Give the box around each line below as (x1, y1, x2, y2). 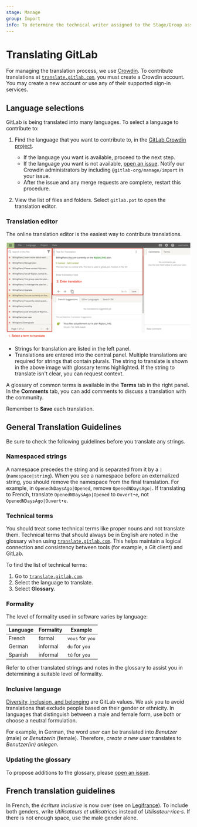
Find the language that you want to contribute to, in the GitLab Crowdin (14, 136, 186, 143)
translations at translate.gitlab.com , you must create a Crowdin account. (6, 73, 185, 80)
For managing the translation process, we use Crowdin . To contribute (6, 68, 174, 75)
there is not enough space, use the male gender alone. (6, 814, 138, 821)
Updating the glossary (6, 755, 72, 764)
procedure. (23, 185, 50, 192)
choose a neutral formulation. (6, 717, 77, 724)
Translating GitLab (6, 48, 98, 61)
